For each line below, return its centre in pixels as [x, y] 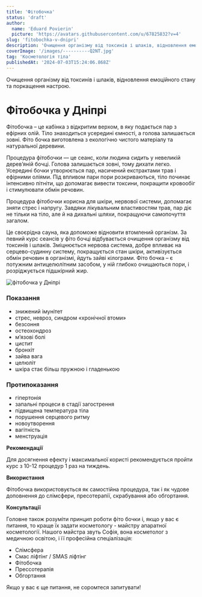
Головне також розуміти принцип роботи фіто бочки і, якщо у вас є [93, 519]
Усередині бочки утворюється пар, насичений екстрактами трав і [91, 171]
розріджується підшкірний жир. [47, 271]
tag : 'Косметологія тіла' [38, 57]
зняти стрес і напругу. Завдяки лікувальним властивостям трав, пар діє [99, 208]
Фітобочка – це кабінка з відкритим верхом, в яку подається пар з [92, 127]
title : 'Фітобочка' [31, 12]
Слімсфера [29, 550]
